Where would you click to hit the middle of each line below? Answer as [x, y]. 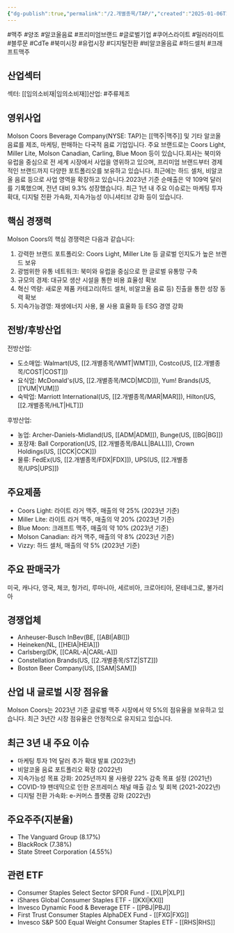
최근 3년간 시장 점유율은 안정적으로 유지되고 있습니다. [100, 719]
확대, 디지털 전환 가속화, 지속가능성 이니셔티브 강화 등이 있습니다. [95, 197]
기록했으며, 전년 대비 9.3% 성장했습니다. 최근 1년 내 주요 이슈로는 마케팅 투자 [118, 188]
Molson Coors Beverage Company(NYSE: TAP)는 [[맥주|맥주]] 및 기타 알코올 [114, 136]
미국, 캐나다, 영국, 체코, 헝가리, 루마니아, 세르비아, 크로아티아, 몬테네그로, [106, 587]
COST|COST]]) [47, 371]
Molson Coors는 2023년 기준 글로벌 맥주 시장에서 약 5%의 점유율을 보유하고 [112, 710]
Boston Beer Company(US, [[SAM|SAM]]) [77, 668]
